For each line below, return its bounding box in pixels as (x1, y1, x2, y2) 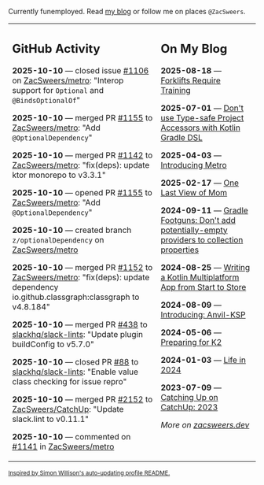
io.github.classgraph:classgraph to (12, 291, 140, 302)
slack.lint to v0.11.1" (12, 413, 89, 424)
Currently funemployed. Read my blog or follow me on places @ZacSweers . (8, 7, 246, 16)
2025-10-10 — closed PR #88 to (12, 356, 139, 367)
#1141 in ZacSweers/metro (12, 441, 115, 452)
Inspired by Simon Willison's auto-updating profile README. (8, 468, 170, 477)
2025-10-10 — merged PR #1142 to (12, 150, 153, 161)
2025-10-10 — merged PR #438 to (12, 319, 148, 330)
